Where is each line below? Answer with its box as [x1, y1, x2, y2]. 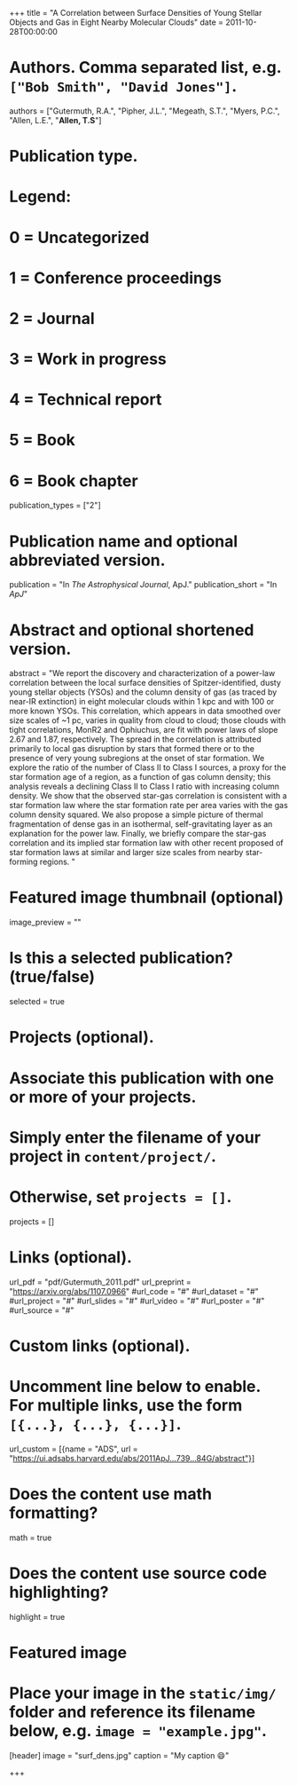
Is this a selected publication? [9, 948, 233, 968]
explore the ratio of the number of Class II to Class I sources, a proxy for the [9, 762, 286, 773]
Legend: [9, 186, 72, 207]
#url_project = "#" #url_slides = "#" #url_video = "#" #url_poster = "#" [9, 1295, 265, 1306]
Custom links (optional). [9, 1335, 191, 1356]
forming [9, 856, 38, 868]
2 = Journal [9, 308, 95, 328]
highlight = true [9, 1611, 66, 1622]
